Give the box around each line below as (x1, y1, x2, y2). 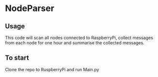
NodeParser (5, 3, 55, 14)
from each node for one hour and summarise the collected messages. (5, 40, 144, 46)
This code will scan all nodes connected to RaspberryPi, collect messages (5, 35, 154, 40)
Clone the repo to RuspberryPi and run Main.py (5, 66, 99, 72)
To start (5, 54, 29, 62)
